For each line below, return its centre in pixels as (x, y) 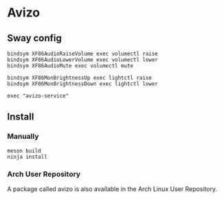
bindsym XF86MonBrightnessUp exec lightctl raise (80, 78)
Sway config (34, 38)
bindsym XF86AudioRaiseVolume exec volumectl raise (82, 54)
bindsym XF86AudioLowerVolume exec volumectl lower (82, 60)
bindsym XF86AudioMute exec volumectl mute (70, 66)
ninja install (27, 157)
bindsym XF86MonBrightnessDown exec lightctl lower (82, 84)
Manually (23, 137)
